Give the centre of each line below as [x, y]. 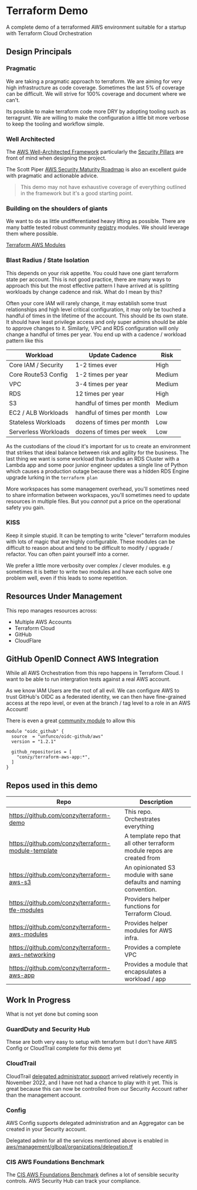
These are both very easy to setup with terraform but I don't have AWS [91, 1042]
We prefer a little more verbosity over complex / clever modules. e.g [88, 565]
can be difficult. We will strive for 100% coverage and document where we [96, 94]
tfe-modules [26, 910]
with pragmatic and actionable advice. [52, 175]
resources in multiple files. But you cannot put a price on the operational [93, 501]
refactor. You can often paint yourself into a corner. [68, 554]
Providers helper [147, 899]
